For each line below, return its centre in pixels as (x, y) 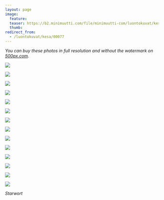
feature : (18, 19)
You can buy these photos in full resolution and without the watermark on (79, 50)
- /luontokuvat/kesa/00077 (37, 37)
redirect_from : (20, 32)
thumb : (16, 28)
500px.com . (17, 56)
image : (12, 14)
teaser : (17, 23)
